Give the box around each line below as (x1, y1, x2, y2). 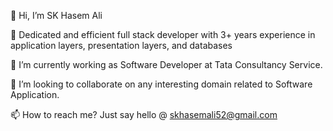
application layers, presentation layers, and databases (10, 40, 233, 51)
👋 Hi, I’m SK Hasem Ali (10, 10, 103, 21)
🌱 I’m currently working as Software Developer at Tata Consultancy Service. (10, 59, 323, 70)
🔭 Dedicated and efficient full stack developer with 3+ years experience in (10, 29, 316, 40)
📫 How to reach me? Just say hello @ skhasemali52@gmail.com (10, 109, 278, 120)
